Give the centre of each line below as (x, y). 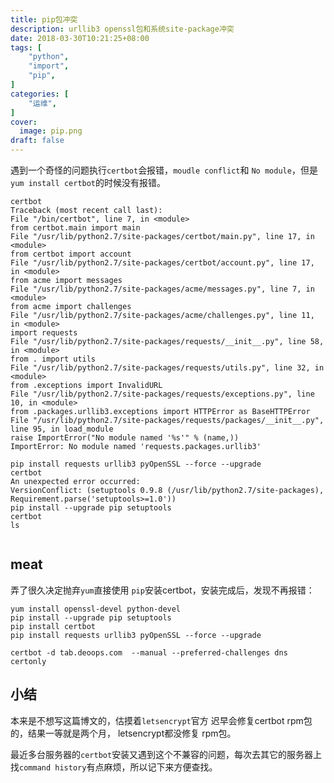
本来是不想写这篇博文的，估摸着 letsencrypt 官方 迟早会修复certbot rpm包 (161, 720)
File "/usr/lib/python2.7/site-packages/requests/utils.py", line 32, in (167, 368)
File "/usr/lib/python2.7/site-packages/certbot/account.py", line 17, (162, 263)
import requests (44, 333)
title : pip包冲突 (44, 19)
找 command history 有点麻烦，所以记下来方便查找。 (114, 767)
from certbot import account (71, 254)
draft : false (37, 141)
